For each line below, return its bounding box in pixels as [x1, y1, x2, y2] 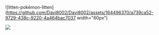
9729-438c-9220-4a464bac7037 [5, 15, 76, 20]
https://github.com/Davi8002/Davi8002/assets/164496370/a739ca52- [7, 9, 154, 15]
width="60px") [77, 15, 108, 20]
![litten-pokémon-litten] [5, 4, 54, 10]
